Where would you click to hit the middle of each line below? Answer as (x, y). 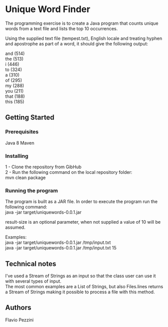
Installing (17, 156)
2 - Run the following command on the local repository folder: (69, 172)
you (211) (15, 91)
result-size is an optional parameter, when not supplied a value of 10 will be (83, 222)
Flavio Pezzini (20, 320)
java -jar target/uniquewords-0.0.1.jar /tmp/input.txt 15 (61, 248)
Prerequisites (22, 132)
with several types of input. (33, 281)
